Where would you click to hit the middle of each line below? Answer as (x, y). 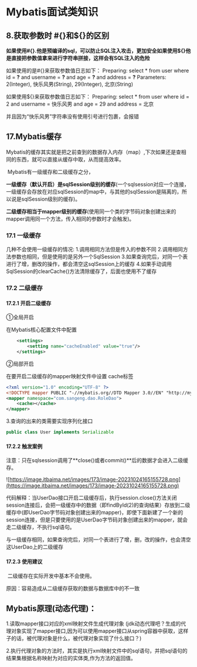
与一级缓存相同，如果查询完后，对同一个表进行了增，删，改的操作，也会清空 (98, 540)
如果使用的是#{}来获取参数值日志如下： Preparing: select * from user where (98, 70)
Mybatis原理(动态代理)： (51, 608)
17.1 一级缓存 (23, 235)
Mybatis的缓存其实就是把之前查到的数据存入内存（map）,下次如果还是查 (94, 152)
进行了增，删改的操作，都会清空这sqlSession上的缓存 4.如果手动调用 (89, 264)
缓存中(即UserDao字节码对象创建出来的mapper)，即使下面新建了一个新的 (95, 513)
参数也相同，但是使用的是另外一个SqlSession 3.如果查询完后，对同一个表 (99, 257)
